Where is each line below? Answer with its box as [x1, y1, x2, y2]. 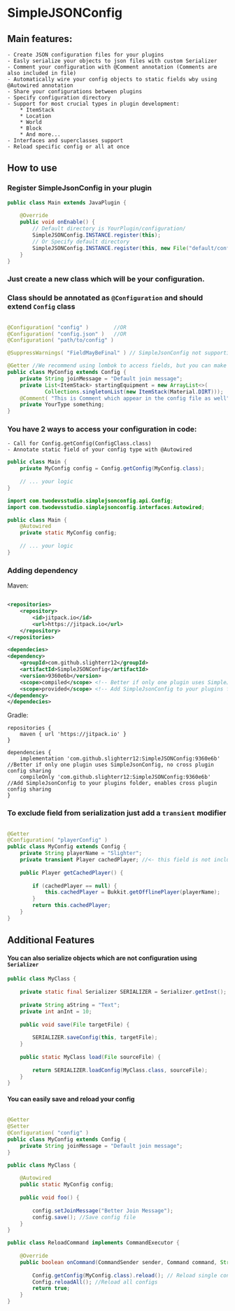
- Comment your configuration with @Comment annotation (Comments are [7, 64, 218, 71]
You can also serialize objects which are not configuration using [7, 954, 197, 962]
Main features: [7, 33, 73, 45]
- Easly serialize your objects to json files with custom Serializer [7, 57, 218, 64]
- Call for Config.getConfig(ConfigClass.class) [7, 440, 152, 448]
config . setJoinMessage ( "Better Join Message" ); [32, 1207, 173, 1214]
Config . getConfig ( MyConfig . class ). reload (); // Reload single [32, 1272, 218, 1279]
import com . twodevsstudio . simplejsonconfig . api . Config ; [7, 497, 173, 504]
